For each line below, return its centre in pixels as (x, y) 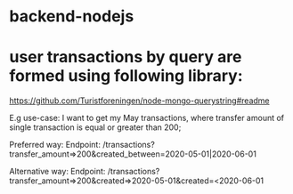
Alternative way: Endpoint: (57, 172)
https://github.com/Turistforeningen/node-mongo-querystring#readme (139, 101)
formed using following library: (126, 76)
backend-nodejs (72, 16)
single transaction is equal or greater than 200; (95, 127)
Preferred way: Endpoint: (55, 145)
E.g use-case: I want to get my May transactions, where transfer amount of (147, 118)
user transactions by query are (126, 57)
